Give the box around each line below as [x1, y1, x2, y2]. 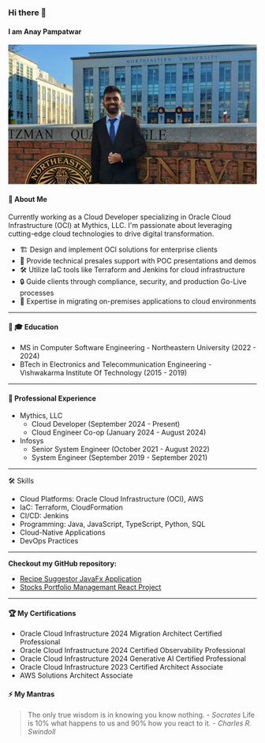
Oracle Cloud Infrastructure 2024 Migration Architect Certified [19, 629, 222, 638]
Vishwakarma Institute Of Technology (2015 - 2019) [19, 368, 188, 378]
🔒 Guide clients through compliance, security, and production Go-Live [19, 276, 247, 286]
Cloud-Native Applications [19, 528, 106, 537]
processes [19, 288, 54, 297]
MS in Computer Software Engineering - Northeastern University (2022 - [19, 343, 256, 353]
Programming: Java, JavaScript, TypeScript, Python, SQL [19, 520, 206, 529]
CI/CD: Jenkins [19, 511, 69, 521]
